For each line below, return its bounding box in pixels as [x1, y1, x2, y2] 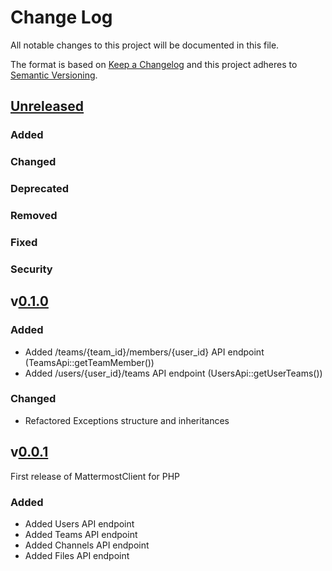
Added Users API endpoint [24, 517, 135, 530]
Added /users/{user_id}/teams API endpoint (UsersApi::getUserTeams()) [24, 367, 323, 379]
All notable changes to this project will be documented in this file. [10, 39, 280, 51]
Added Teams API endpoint [24, 528, 138, 540]
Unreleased [10, 98, 85, 115]
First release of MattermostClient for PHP [10, 470, 181, 482]
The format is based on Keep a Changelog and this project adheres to [10, 58, 298, 70]
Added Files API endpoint [24, 549, 130, 561]
